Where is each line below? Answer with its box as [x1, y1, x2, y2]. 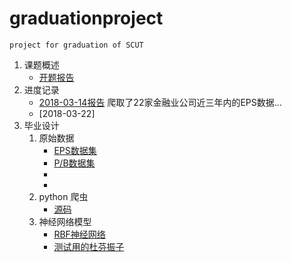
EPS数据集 [53, 144, 97, 156]
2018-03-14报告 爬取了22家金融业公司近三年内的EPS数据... [38, 96, 282, 108]
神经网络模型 [38, 215, 92, 227]
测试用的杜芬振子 [53, 240, 125, 252]
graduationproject [9, 7, 164, 30]
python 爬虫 [38, 190, 89, 202]
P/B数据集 [53, 157, 96, 169]
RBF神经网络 [53, 228, 106, 240]
